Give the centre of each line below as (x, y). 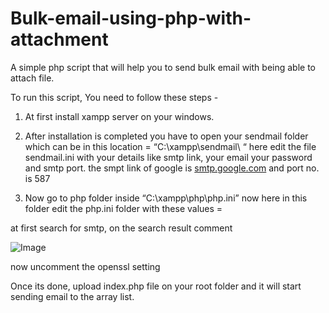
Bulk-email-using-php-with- (131, 18)
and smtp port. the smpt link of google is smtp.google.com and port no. (172, 168)
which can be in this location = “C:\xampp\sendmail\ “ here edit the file (170, 146)
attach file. (32, 78)
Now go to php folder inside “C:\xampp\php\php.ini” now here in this (166, 198)
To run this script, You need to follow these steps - (114, 97)
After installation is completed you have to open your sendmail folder (166, 136)
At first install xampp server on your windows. (119, 116)
